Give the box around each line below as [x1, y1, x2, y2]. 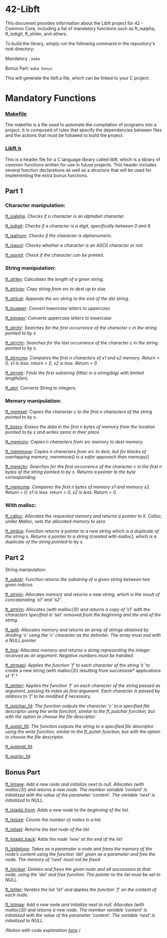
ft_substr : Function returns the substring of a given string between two [5, 577, 151, 583]
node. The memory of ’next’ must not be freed [5, 856, 101, 862]
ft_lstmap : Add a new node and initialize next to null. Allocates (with [5, 901, 145, 907]
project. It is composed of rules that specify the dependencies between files [5, 127, 162, 133]
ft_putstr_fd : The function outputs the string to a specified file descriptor [5, 723, 154, 729]
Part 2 [5, 553, 24, 562]
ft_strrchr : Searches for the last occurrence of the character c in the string [5, 339, 158, 345]
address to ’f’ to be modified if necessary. [5, 693, 92, 699]
